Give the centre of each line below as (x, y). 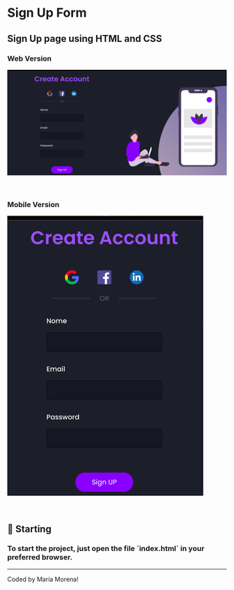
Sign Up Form (47, 13)
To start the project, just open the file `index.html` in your (106, 549)
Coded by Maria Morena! (43, 579)
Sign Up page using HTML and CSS (85, 39)
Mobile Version (33, 204)
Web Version (30, 59)
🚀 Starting (30, 529)
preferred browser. (40, 557)
